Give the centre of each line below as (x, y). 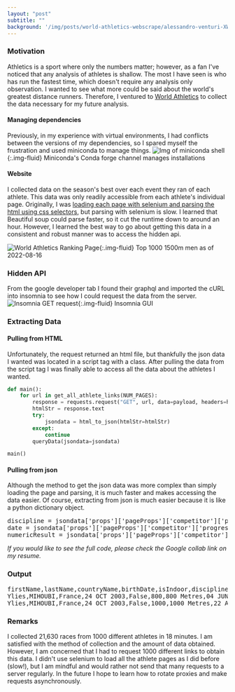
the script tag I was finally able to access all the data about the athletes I (111, 369)
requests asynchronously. (44, 681)
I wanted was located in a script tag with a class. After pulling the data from (116, 361)
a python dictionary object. (46, 508)
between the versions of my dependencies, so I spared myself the (102, 143)
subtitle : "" (26, 20)
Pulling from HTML (35, 338)
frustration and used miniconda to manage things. (79, 150)
